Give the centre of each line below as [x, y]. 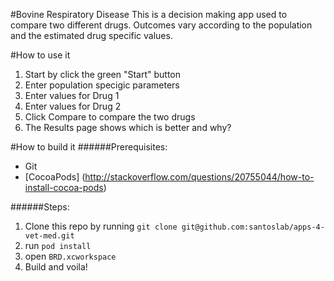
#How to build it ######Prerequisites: [89, 147]
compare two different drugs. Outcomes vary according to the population [161, 25]
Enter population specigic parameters [102, 85]
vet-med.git [49, 236]
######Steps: [40, 207]
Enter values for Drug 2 [73, 106]
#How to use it [40, 55]
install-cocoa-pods [64, 187]
